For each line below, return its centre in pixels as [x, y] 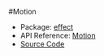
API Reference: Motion [58, 36]
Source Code [42, 44]
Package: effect [47, 27]
